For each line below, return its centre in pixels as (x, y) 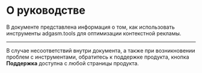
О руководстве (46, 10)
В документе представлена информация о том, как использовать (91, 27)
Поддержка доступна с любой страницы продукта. (73, 63)
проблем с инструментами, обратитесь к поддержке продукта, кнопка (98, 57)
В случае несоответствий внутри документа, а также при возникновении (101, 50)
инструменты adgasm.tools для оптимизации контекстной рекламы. (94, 33)
